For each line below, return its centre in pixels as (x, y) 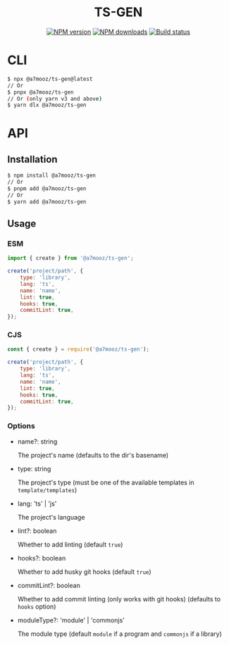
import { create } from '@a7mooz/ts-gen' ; (70, 258)
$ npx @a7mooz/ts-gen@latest (50, 79)
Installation (32, 159)
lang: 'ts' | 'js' (37, 503)
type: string (34, 468)
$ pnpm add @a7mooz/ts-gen (47, 189)
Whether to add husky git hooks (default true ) (84, 572)
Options (21, 426)
